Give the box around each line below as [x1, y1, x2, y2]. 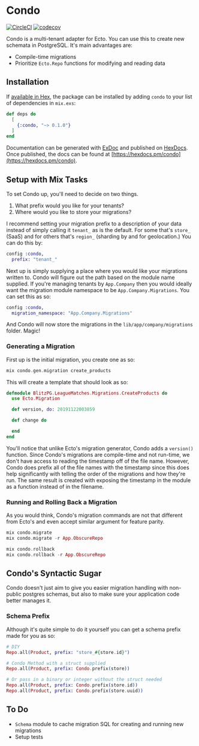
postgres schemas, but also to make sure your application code [23, 590, 180, 598]
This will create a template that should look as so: [6, 378, 128, 385]
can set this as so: [6, 293, 51, 300]
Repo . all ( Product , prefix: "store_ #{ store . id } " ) [6, 649, 130, 655]
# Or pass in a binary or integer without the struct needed [6, 677, 162, 683]
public [6, 590, 22, 598]
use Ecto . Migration [11, 396, 61, 402]
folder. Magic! [6, 327, 41, 334]
